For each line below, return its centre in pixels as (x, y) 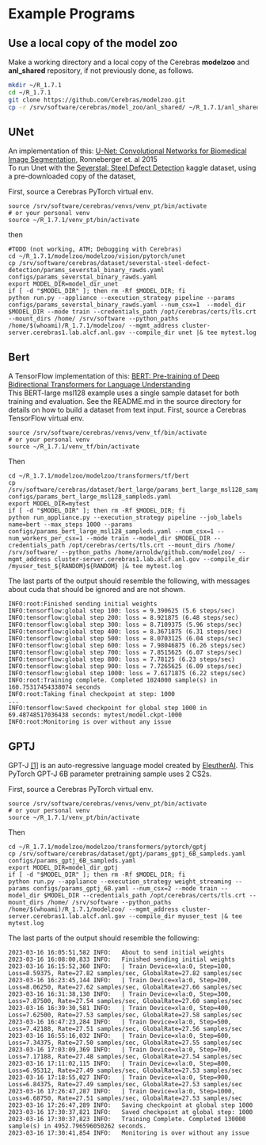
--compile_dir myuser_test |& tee (186, 916)
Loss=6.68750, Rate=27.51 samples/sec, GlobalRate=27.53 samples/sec (125, 1098)
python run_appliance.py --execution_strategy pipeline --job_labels (125, 518)
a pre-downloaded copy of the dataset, (72, 176)
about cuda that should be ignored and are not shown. (97, 590)
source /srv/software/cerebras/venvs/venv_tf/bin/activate (108, 433)
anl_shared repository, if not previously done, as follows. (101, 71)
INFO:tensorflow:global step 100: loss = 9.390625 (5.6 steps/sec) (122, 611)
